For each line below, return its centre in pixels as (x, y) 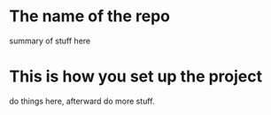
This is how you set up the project (136, 77)
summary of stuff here (50, 41)
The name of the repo (90, 16)
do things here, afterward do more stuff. (82, 101)
